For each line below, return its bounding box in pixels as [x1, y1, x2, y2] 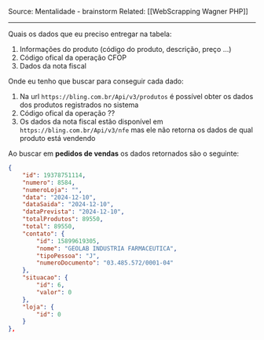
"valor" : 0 [36, 288, 72, 296]
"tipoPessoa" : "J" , [36, 252, 101, 260]
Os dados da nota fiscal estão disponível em [19, 117, 163, 126]
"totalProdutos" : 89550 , [22, 216, 104, 224]
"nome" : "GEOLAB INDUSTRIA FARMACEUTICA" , [36, 244, 178, 253]
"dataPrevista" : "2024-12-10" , [22, 208, 125, 216]
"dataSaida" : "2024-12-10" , [22, 201, 114, 209]
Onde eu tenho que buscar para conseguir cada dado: [8, 76, 185, 86]
